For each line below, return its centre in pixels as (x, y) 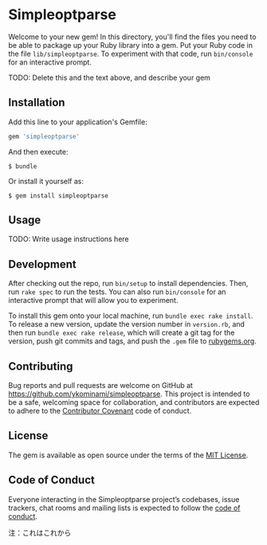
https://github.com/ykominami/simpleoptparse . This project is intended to (129, 394)
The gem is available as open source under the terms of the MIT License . (128, 455)
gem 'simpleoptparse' (44, 136)
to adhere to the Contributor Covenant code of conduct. (100, 411)
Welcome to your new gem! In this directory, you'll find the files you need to (132, 37)
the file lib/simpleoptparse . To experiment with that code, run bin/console (131, 53)
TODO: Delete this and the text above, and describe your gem (110, 77)
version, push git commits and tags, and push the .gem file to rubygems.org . (133, 341)
